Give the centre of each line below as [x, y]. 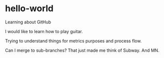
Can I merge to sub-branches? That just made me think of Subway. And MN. [82, 50]
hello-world [29, 9]
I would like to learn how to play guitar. [44, 31]
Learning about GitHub [28, 22]
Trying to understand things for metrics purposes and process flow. [73, 41]
